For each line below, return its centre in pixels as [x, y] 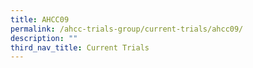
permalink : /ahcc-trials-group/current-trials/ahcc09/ [127, 29]
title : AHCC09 [40, 19]
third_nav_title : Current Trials [80, 47]
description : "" [44, 38]
